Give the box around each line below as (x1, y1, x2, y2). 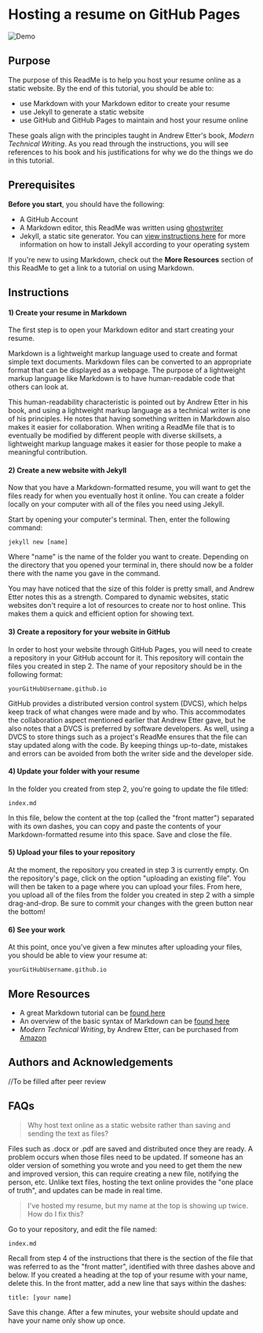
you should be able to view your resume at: (8, 950, 148, 960)
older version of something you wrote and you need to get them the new (8, 1160, 243, 1170)
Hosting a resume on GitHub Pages (8, 5, 241, 24)
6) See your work (8, 925, 65, 934)
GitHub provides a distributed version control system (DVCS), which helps (8, 698, 247, 708)
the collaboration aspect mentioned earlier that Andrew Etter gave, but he (8, 715, 246, 724)
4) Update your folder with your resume (8, 767, 140, 776)
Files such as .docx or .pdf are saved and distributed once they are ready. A (8, 1144, 254, 1153)
